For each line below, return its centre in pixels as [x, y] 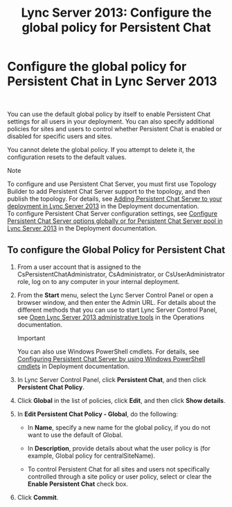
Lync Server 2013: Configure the [116, 13]
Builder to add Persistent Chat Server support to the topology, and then [109, 191]
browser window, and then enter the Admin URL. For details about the [116, 302]
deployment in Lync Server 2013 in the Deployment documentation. [103, 206]
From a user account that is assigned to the [79, 267]
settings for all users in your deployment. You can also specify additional [111, 121]
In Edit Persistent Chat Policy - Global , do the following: [98, 414]
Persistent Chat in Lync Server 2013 [112, 82]
